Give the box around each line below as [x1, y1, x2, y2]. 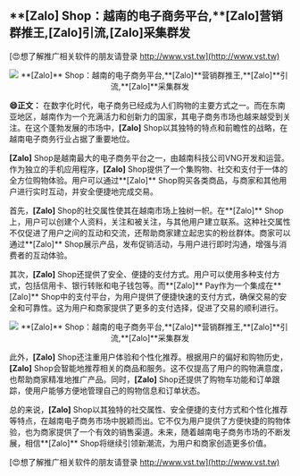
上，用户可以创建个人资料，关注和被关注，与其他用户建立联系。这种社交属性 [9, 216, 291, 226]
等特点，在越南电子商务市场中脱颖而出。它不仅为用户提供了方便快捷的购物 [9, 415, 283, 426]
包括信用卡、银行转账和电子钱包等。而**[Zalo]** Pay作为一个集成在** [24, 280, 282, 291]
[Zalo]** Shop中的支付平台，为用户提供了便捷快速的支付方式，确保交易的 [9, 291, 279, 302]
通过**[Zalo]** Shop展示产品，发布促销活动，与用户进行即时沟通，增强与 [9, 238, 279, 249]
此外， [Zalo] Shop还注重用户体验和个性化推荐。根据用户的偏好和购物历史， [9, 352, 288, 362]
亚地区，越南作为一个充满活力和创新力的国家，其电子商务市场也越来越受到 [9, 111, 283, 122]
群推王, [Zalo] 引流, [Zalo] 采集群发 [9, 25, 191, 40]
